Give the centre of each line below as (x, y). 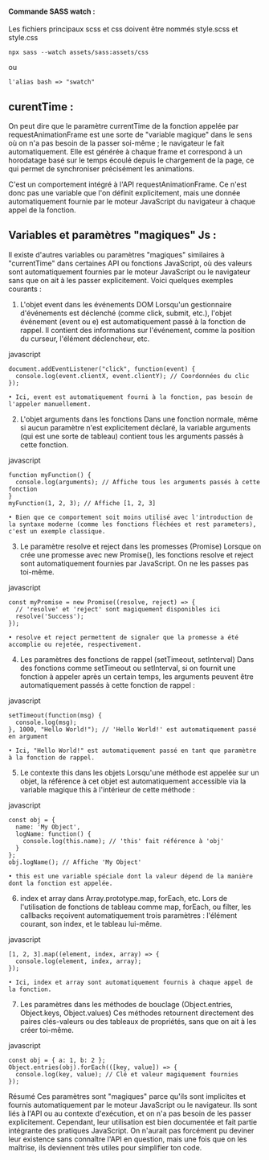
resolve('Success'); (50, 616)
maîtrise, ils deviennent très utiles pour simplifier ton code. (105, 1147)
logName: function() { (53, 834)
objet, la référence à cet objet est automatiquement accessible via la (133, 781)
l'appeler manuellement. (50, 404)
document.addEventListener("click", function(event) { (102, 369)
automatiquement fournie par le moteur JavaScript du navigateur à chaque (132, 202)
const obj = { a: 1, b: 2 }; (57, 1060)
